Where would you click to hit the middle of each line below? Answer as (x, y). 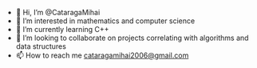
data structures (41, 46)
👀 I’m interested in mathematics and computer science (105, 21)
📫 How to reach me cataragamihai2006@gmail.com (102, 55)
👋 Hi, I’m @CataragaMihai (58, 12)
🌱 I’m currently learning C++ (62, 29)
